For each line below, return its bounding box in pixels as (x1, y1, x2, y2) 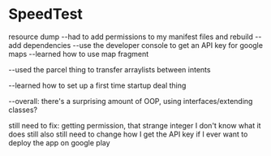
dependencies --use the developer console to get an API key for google (23, 40, 264, 50)
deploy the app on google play (8, 137, 111, 147)
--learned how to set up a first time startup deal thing (8, 80, 187, 90)
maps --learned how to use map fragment (8, 49, 149, 58)
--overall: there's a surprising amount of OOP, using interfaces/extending (8, 96, 253, 106)
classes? (8, 105, 38, 115)
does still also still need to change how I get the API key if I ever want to (8, 129, 248, 139)
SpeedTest (8, 5, 84, 24)
